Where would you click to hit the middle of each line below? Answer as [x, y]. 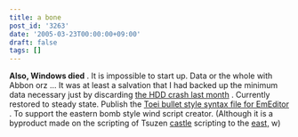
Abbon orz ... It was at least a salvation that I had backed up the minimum [144, 85]
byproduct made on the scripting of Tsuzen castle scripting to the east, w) [145, 123]
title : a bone [36, 17]
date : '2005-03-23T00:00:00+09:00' [75, 34]
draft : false [33, 42]
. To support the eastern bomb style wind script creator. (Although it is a [141, 114]
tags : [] [25, 51]
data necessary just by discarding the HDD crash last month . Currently [140, 95]
